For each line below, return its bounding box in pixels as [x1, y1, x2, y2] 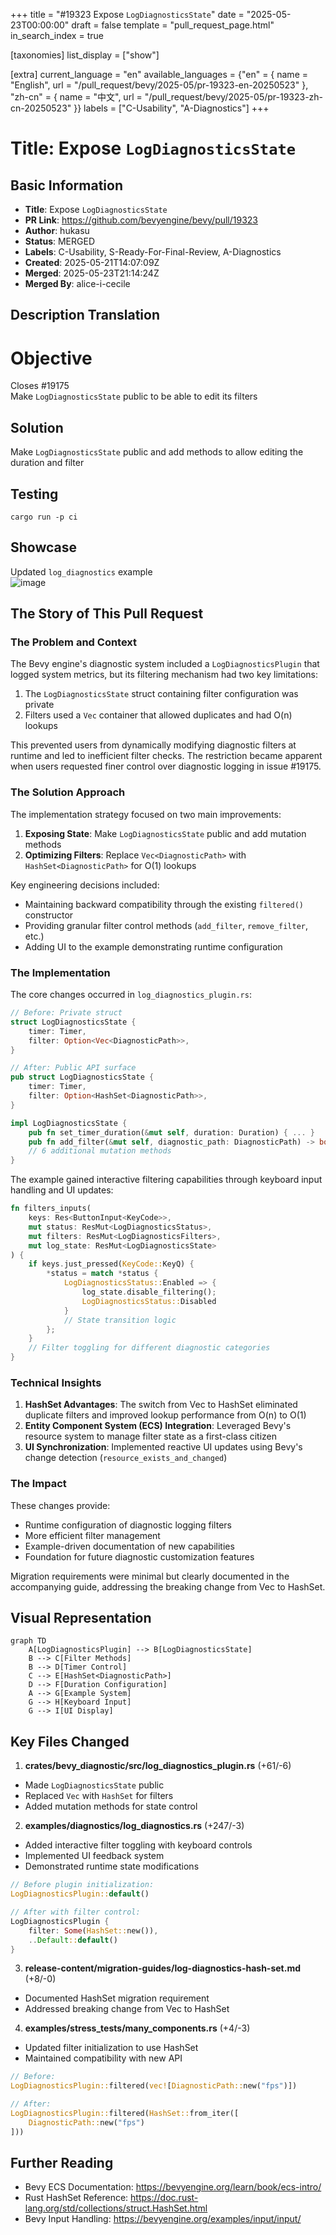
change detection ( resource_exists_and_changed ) [24, 1452, 228, 1464]
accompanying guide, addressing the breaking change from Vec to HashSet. [10, 1580, 326, 1593]
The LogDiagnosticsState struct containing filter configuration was [24, 688, 299, 700]
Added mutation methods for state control [24, 1800, 198, 1813]
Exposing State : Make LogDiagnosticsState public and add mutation [24, 827, 307, 839]
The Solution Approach [10, 785, 126, 799]
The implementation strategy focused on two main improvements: [10, 808, 282, 820]
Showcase [10, 539, 78, 556]
